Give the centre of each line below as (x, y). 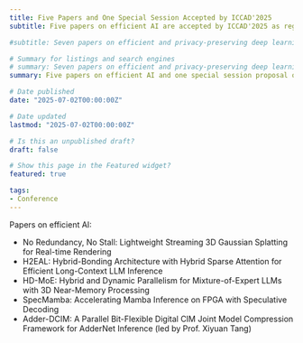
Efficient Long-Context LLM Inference (92, 271)
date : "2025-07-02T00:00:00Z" (66, 100)
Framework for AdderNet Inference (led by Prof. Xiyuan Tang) (137, 328)
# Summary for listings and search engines (92, 59)
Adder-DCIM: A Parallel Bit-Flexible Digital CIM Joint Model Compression (158, 319)
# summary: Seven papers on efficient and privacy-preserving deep (139, 67)
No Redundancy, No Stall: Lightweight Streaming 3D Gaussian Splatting (155, 242)
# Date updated (38, 116)
